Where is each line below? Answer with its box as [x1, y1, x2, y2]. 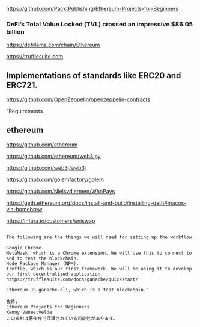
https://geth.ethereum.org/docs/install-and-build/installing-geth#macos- [6, 199, 187, 207]
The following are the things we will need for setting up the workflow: [6, 234, 195, 240]
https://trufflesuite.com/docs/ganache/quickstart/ [6, 276, 138, 282]
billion [6, 27, 25, 36]
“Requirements [6, 108, 43, 115]
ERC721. [6, 79, 38, 90]
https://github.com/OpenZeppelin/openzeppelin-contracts [6, 96, 151, 103]
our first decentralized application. [6, 271, 103, 277]
